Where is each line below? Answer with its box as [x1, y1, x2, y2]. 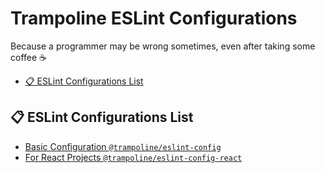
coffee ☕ [10, 51, 48, 63]
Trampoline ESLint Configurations [10, 7, 298, 30]
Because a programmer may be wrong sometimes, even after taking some [10, 40, 316, 52]
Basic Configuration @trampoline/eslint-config [24, 140, 222, 152]
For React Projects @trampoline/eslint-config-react [24, 151, 243, 163]
